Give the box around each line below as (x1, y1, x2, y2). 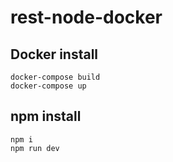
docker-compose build (10, 72, 101, 82)
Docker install (10, 46, 99, 63)
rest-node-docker (10, 6, 163, 29)
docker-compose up (10, 81, 87, 91)
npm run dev (10, 143, 60, 153)
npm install (10, 108, 82, 125)
